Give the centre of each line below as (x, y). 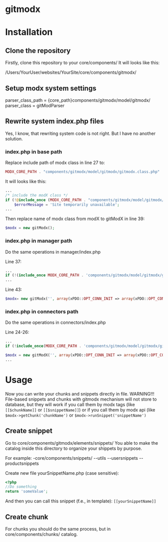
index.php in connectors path (42, 311)
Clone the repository (38, 50)
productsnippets (22, 463)
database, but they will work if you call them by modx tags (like (70, 404)
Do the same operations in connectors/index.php (55, 322)
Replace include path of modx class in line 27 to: (55, 163)
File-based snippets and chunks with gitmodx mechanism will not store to (81, 399)
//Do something (21, 487)
